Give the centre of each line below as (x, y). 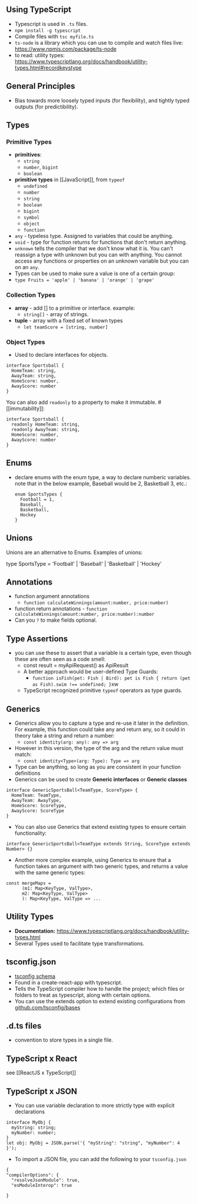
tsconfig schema (35, 976)
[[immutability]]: (26, 408)
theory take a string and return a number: (64, 735)
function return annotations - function (61, 609)
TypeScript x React (42, 1058)
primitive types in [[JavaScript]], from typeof (70, 180)
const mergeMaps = (29, 883)
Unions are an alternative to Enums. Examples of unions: (74, 552)
